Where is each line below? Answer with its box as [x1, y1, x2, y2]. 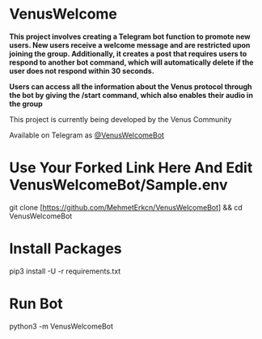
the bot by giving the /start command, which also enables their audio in [9, 90, 254, 100]
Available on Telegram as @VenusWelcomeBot [9, 130, 165, 140]
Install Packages [9, 239, 122, 258]
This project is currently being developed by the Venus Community [9, 114, 232, 124]
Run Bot [9, 295, 63, 312]
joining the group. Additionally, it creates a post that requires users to [9, 49, 247, 58]
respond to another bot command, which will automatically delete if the [9, 57, 254, 67]
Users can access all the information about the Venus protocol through [9, 82, 253, 91]
